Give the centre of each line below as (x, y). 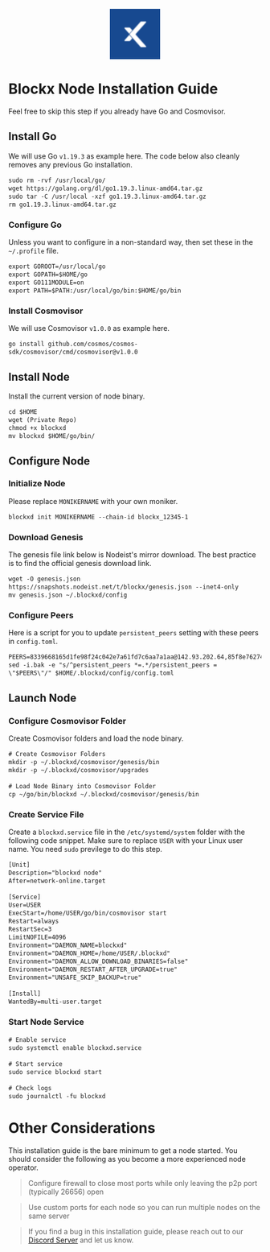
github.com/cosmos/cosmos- (93, 344)
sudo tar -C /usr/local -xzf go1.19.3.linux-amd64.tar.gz (107, 196)
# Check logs (30, 1088)
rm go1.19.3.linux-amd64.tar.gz (62, 205)
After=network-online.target (57, 881)
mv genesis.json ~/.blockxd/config (68, 595)
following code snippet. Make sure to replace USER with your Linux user (126, 841)
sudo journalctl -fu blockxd (57, 1096)
